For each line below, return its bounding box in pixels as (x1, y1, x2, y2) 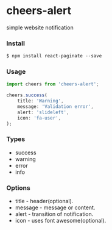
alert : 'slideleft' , (17, 109, 69, 115)
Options (6, 184, 30, 192)
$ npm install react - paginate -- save (6, 53, 102, 59)
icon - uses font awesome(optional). (15, 217, 107, 225)
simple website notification (6, 24, 74, 31)
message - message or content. (15, 204, 96, 211)
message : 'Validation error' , (17, 104, 94, 110)
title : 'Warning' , (17, 98, 64, 104)
